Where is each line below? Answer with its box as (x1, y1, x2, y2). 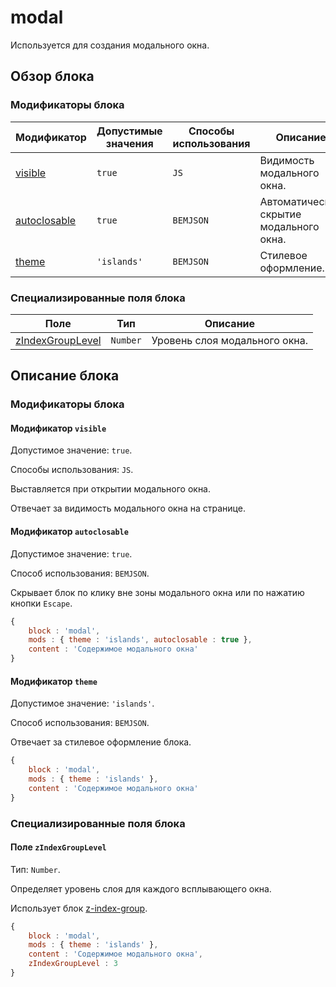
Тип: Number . (10, 863, 61, 875)
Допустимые (96, 124, 163, 138)
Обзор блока (10, 68, 95, 85)
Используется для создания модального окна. (10, 39, 210, 51)
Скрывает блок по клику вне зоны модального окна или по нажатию (10, 586, 305, 598)
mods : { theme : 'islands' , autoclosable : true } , (28, 635, 253, 645)
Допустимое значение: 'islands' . (10, 697, 155, 710)
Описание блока (10, 367, 120, 385)
